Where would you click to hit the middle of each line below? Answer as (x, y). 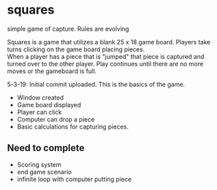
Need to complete (46, 148)
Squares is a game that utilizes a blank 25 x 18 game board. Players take (109, 42)
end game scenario (44, 172)
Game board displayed (49, 105)
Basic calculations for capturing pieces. (73, 126)
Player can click (39, 112)
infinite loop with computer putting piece (74, 179)
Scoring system (39, 164)
